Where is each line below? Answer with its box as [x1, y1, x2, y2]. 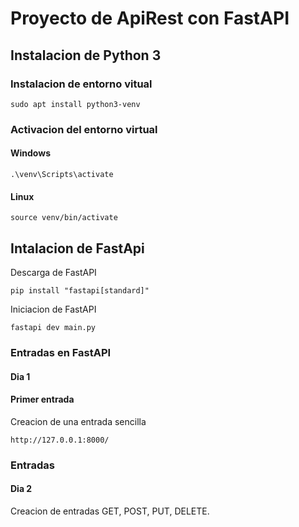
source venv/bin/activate [10, 213, 118, 223]
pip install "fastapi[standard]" [10, 286, 150, 296]
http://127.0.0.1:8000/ [10, 435, 110, 445]
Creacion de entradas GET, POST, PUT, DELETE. [10, 505, 210, 517]
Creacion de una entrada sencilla [10, 415, 147, 427]
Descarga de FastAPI [10, 267, 97, 279]
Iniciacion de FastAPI [10, 303, 97, 316]
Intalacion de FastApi [10, 240, 145, 257]
